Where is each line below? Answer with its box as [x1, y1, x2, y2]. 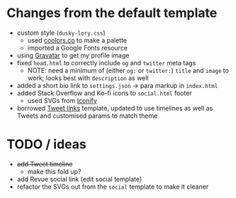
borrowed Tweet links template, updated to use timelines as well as [16, 104, 213, 112]
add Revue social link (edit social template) [16, 175, 142, 183]
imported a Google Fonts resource [27, 43, 128, 52]
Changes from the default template [6, 5, 218, 21]
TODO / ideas [6, 136, 86, 153]
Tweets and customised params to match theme [16, 111, 158, 120]
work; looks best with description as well [27, 73, 150, 82]
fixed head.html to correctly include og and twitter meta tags [16, 58, 196, 67]
